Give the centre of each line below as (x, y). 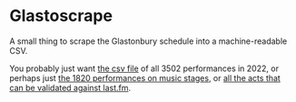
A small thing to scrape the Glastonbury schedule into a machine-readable (148, 41)
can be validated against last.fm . (70, 87)
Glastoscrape (61, 16)
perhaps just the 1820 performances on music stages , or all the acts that (145, 77)
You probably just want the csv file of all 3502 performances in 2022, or (144, 68)
